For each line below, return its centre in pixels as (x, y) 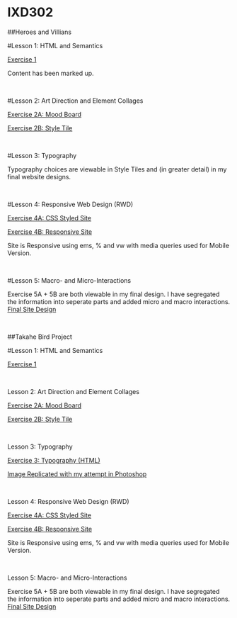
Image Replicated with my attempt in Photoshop (77, 474)
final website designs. (39, 176)
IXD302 (30, 12)
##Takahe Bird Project (40, 337)
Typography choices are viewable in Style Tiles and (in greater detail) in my (117, 169)
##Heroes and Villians (40, 32)
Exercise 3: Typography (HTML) (54, 460)
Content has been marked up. (51, 73)
